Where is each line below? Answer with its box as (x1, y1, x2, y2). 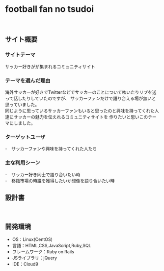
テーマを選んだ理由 (5, 77, 51, 84)
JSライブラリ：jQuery (12, 255, 57, 261)
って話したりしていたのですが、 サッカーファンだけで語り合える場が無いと (5, 95, 156, 101)
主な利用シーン (5, 159, 40, 166)
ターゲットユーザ (5, 133, 46, 140)
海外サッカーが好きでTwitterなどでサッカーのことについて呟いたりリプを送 (5, 89, 157, 95)
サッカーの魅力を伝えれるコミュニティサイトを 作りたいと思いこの (13, 114, 148, 119)
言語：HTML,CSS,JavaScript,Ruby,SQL (12, 243, 92, 249)
